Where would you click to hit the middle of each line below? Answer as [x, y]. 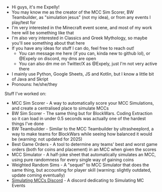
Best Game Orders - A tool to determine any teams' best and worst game [84, 144]
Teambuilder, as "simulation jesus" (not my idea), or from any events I [81, 17]
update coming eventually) [38, 175]
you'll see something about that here [48, 43]
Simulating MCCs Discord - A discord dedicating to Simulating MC [78, 180]
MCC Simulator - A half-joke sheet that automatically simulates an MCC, [84, 154]
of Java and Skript [30, 79]
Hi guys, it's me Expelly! [36, 7]
